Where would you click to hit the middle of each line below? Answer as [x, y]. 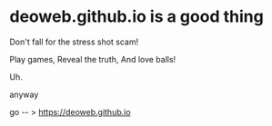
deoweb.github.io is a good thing [136, 17]
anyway [24, 94]
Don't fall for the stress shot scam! [74, 42]
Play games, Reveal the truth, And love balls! [93, 59]
